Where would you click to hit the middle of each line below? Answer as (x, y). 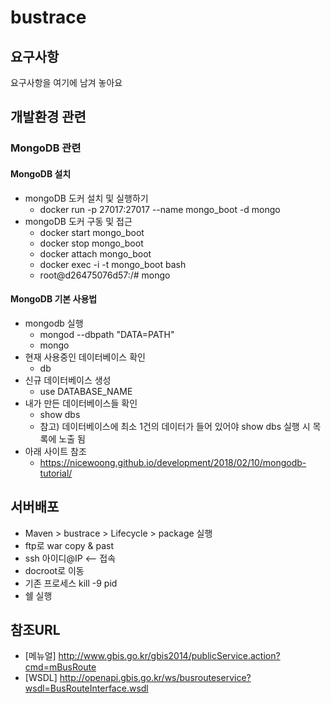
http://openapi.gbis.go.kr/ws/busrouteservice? (155, 678)
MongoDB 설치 (41, 173)
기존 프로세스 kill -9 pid (71, 583)
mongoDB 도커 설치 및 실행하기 (86, 198)
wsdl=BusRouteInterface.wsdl (86, 688)
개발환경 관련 (48, 117)
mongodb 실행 (54, 323)
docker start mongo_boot (92, 232)
